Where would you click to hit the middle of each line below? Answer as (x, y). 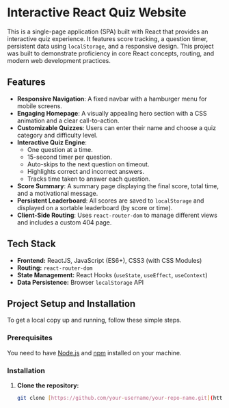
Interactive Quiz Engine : (52, 142)
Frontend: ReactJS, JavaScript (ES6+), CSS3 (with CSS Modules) (109, 260)
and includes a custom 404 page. (64, 222)
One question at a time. (60, 149)
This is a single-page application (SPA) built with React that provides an (108, 31)
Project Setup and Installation (71, 304)
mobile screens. (40, 106)
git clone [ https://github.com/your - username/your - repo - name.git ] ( (115, 398)
